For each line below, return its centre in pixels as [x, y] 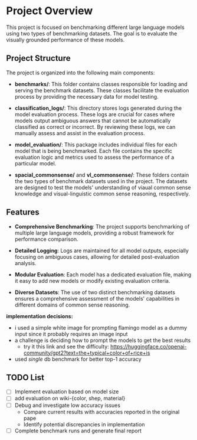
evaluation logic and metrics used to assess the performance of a [94, 157]
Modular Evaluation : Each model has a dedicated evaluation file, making [103, 274]
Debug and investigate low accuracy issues [68, 405]
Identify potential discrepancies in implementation [84, 424]
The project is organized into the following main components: [81, 73]
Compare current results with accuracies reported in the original [101, 412]
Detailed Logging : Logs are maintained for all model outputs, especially [101, 250]
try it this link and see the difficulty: [66, 346]
